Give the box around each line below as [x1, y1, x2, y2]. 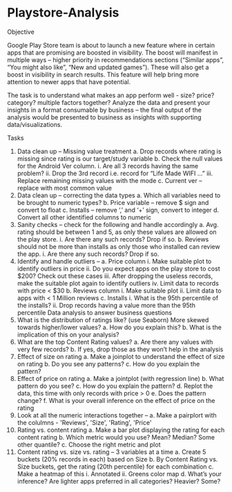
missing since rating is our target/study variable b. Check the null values [17, 154, 223, 163]
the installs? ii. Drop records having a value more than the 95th [17, 301, 195, 309]
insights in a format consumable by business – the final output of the [7, 106, 202, 114]
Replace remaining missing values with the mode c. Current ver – [17, 176, 202, 184]
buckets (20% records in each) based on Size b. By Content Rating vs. [17, 455, 218, 463]
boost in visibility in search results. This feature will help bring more [7, 70, 199, 79]
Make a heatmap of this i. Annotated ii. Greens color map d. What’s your [17, 469, 222, 478]
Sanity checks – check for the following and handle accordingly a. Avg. [17, 220, 219, 228]
